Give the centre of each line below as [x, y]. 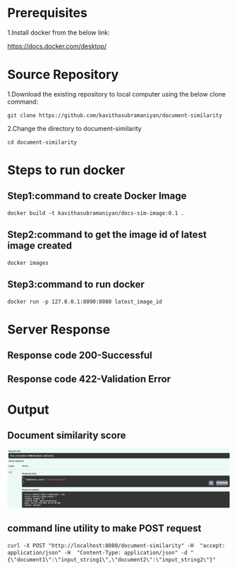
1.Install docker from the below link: [59, 32]
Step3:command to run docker [76, 284]
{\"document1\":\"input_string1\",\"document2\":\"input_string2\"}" [112, 559]
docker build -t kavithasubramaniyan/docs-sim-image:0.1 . [96, 213]
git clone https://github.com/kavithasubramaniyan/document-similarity [115, 115]
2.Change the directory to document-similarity [75, 128]
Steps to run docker [66, 170]
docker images [28, 263]
